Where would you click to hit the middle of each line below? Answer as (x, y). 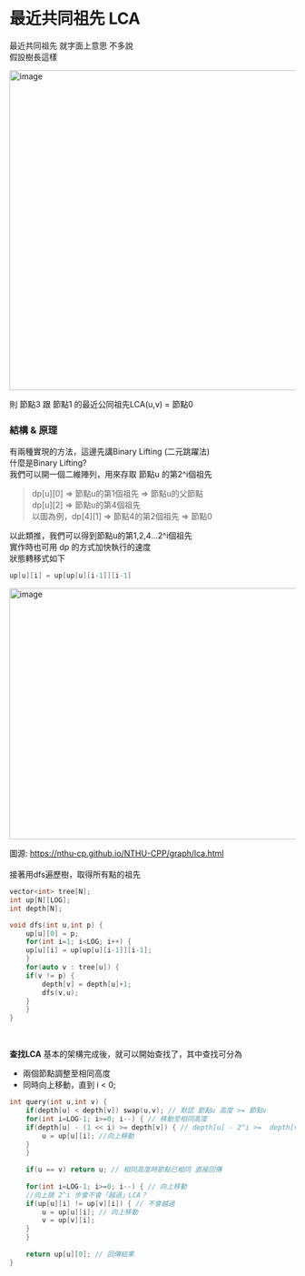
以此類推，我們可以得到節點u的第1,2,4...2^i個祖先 (101, 536)
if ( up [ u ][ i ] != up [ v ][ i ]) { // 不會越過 (100, 1203)
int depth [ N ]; (36, 909)
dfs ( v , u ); (60, 992)
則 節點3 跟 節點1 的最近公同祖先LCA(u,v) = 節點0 (101, 404)
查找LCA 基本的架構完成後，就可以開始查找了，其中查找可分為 (126, 1054)
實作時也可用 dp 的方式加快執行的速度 (80, 548)
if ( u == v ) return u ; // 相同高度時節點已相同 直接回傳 (124, 1170)
